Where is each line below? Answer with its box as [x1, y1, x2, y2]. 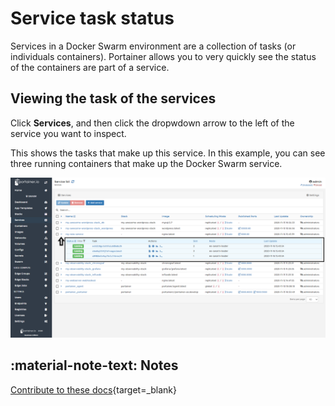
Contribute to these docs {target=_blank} [10, 383, 178, 396]
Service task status [10, 7, 175, 30]
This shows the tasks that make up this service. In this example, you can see [10, 147, 326, 159]
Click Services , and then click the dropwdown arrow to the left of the [10, 117, 295, 129]
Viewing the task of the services [10, 90, 217, 107]
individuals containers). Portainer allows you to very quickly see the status [10, 50, 317, 62]
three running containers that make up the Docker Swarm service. [10, 157, 283, 169]
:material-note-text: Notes [10, 357, 179, 374]
